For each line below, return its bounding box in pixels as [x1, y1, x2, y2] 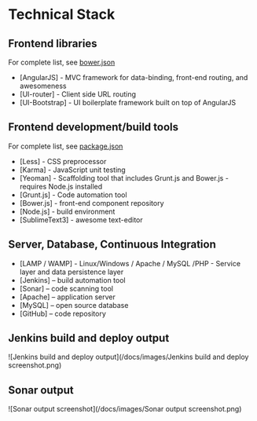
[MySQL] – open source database [19, 300, 129, 309]
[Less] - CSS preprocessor [19, 156, 107, 166]
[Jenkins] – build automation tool [19, 275, 126, 284]
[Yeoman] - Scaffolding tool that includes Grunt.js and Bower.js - [19, 173, 229, 182]
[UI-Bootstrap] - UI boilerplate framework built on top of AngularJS [19, 98, 237, 107]
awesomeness [19, 81, 67, 90]
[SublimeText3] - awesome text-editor [19, 214, 143, 225]
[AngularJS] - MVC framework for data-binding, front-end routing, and [19, 73, 248, 82]
